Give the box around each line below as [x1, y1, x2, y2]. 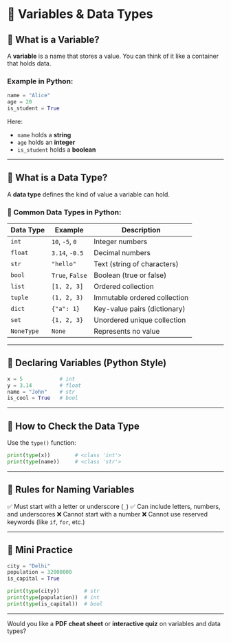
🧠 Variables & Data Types [7, 6, 153, 22]
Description [121, 225, 161, 235]
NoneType [10, 328, 39, 335]
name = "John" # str [7, 388, 76, 395]
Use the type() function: [7, 439, 77, 447]
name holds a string [16, 130, 71, 139]
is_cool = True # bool [7, 394, 78, 402]
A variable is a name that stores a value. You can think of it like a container [7, 52, 219, 60]
